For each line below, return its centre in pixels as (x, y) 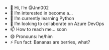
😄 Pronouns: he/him (31, 36)
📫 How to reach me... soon (38, 29)
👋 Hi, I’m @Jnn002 (29, 8)
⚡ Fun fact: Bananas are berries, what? (50, 42)
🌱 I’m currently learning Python (42, 18)
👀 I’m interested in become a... (41, 13)
